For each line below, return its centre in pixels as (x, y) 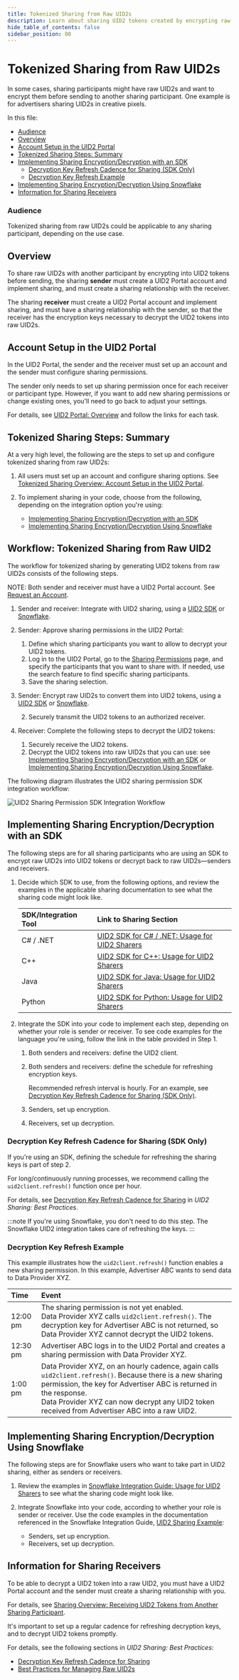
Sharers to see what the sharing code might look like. (96, 1493)
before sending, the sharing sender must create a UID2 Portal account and (117, 281)
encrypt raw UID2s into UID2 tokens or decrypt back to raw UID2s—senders (119, 860)
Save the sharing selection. (68, 681)
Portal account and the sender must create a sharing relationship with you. (117, 1591)
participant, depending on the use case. (66, 234)
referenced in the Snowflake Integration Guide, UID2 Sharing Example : (121, 1522)
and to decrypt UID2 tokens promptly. (63, 1634)
